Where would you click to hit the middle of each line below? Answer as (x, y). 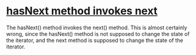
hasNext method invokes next (82, 11)
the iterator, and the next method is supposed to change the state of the (95, 40)
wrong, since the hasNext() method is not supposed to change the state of (98, 33)
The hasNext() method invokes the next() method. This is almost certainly (97, 27)
